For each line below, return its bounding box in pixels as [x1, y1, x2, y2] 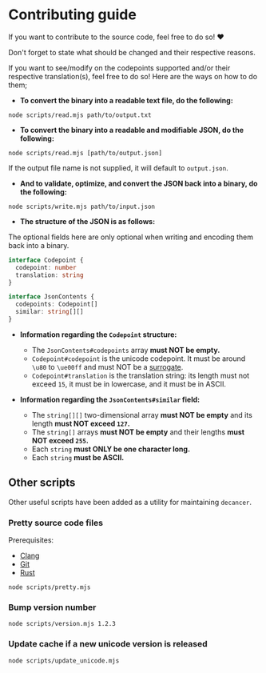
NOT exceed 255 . [31, 435, 89, 445]
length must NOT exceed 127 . [31, 419, 130, 428]
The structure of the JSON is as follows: [19, 216, 156, 226]
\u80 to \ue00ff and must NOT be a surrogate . [31, 362, 184, 371]
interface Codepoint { [8, 256, 84, 264]
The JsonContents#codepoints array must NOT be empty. [31, 345, 220, 355]
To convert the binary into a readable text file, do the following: [19, 95, 233, 105]
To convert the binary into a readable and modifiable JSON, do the [19, 125, 244, 134]
